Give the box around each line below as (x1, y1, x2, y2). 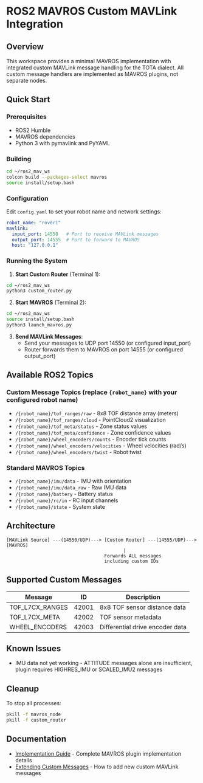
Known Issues (6, 643, 61, 654)
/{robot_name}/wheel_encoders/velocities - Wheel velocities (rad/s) (15, 442, 187, 449)
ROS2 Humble (15, 126, 51, 134)
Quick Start (6, 94, 50, 105)
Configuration (6, 194, 49, 202)
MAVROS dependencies (15, 133, 76, 140)
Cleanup (6, 683, 40, 694)
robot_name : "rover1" (6, 219, 61, 226)
